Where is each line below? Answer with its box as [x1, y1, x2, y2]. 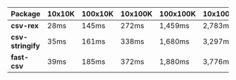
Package [11, 9, 41, 18]
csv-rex [11, 21, 39, 30]
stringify [11, 41, 41, 51]
